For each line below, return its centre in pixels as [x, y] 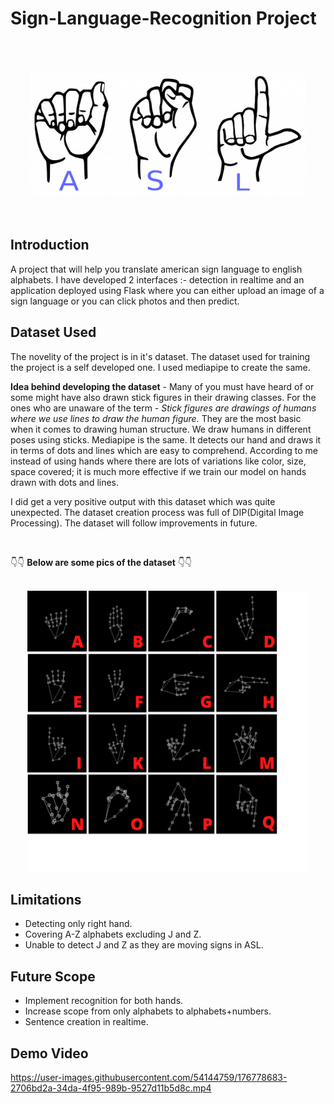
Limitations [46, 899]
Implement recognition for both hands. [104, 1001]
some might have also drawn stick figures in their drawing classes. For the [163, 397]
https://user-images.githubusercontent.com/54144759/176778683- [149, 1077]
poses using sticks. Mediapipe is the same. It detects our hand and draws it [166, 439]
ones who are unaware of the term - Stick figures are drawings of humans [163, 408]
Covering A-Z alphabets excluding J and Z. [113, 934]
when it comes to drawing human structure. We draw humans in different [161, 429]
